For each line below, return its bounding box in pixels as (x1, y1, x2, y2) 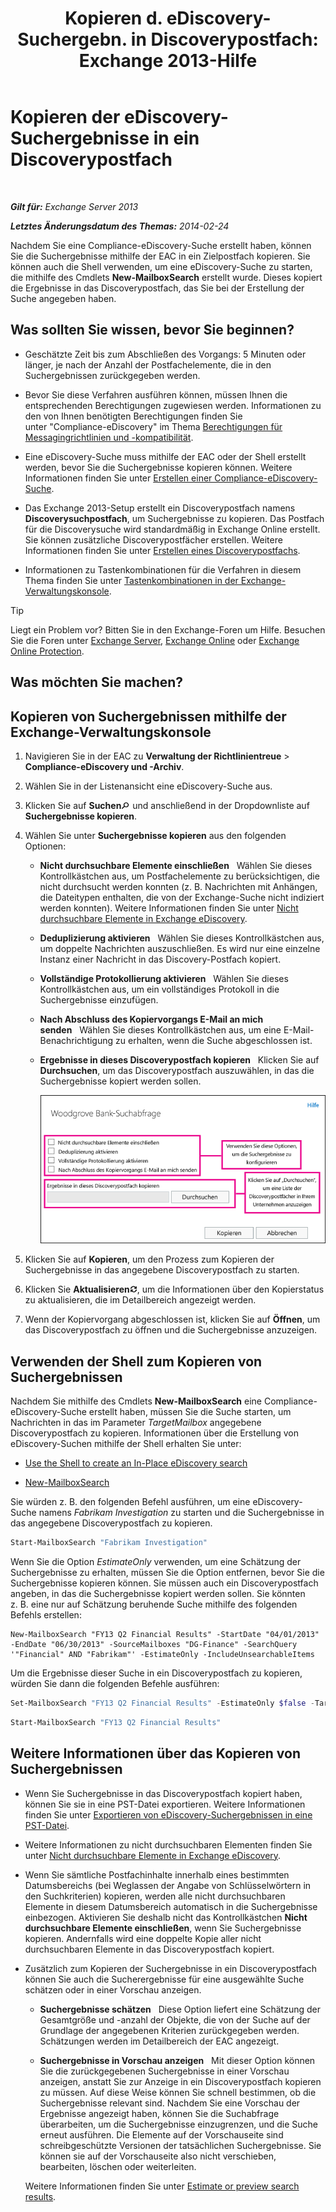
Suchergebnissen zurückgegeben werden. (24, 369, 201, 381)
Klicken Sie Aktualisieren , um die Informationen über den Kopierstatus (24, 1283, 325, 1296)
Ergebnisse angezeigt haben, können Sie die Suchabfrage (39, 2107, 280, 2119)
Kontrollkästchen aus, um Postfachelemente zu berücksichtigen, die (39, 870, 320, 882)
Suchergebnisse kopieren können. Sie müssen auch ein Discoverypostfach (10, 1577, 319, 1589)
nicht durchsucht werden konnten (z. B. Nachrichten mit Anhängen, (39, 880, 318, 892)
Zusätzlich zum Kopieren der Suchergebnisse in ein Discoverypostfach (24, 1962, 318, 1974)
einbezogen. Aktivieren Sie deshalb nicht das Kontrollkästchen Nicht (24, 1911, 308, 1923)
